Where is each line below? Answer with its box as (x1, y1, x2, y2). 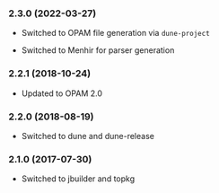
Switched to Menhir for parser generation (21, 45, 175, 56)
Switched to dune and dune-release (21, 130, 154, 141)
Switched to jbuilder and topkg (21, 173, 136, 184)
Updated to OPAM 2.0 (21, 88, 103, 99)
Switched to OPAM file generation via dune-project (21, 28, 210, 39)
